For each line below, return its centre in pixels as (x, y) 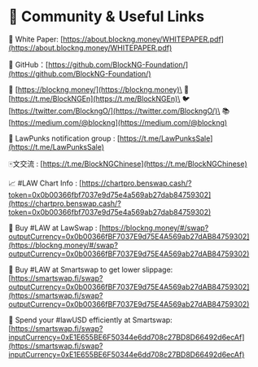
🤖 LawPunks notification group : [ (64, 138)
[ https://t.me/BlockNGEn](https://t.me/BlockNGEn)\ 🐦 (99, 98)
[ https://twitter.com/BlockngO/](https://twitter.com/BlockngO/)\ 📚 (119, 111)
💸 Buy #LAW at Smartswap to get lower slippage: (91, 269)
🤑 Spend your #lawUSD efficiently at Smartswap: (90, 320)
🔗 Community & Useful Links (107, 17)
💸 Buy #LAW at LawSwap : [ (55, 228)
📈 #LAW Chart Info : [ (45, 183)
